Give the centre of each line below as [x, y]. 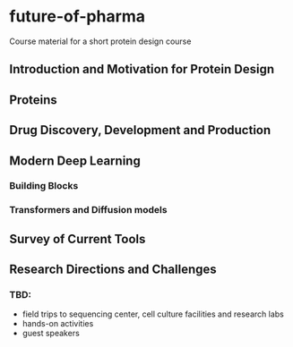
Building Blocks [44, 186]
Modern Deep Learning [75, 161]
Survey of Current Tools [78, 239]
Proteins [34, 100]
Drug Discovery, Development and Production [140, 130]
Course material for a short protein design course [100, 41]
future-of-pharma [78, 17]
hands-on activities [58, 324]
